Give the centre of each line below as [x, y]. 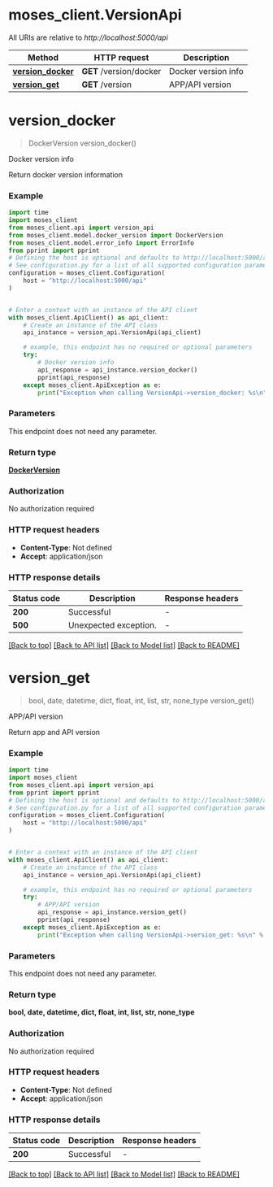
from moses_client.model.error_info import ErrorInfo [102, 243]
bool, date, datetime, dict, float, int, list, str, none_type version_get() [141, 700]
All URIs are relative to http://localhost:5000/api [88, 37]
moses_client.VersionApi [95, 15]
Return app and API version [54, 732]
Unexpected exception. [112, 625]
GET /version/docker [121, 71]
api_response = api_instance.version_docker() [118, 370]
